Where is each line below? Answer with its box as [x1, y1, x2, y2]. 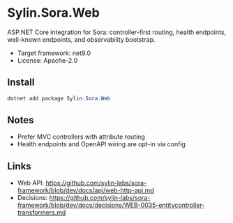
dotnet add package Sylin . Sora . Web [7, 95, 111, 102]
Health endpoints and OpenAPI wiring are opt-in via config [17, 140, 186, 148]
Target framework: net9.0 [17, 49, 91, 57]
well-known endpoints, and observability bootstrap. [7, 35, 156, 43]
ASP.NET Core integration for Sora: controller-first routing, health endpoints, [7, 28, 227, 36]
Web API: [17, 179, 44, 187]
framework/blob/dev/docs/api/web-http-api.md [17, 186, 155, 194]
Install [7, 77, 35, 89]
